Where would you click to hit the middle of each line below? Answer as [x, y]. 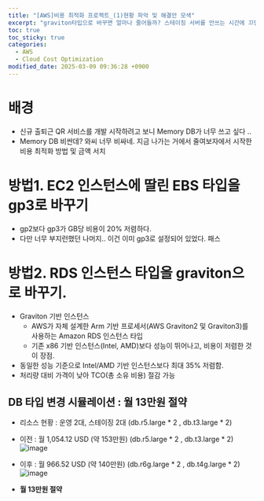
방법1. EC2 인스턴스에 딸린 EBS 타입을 [125, 185]
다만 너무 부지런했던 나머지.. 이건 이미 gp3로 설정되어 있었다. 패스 [120, 238]
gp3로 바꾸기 [48, 205]
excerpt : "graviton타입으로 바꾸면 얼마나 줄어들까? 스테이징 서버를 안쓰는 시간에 [126, 23]
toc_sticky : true [37, 37]
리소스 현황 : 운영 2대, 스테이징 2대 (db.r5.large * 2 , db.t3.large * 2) [126, 422]
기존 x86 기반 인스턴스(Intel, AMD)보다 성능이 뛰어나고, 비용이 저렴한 [137, 345]
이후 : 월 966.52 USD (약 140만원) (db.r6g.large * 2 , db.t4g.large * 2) [130, 464]
